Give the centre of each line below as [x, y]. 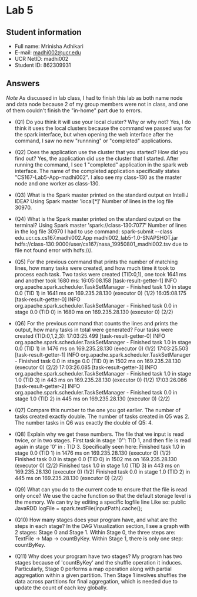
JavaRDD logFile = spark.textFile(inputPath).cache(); [79, 508]
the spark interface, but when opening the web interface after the [94, 134]
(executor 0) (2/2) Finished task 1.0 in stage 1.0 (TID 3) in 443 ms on [97, 465]
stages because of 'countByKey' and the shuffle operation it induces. [98, 562]
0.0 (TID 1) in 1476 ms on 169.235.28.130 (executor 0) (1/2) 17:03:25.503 [101, 348]
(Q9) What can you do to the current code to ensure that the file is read [101, 489]
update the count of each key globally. [61, 588]
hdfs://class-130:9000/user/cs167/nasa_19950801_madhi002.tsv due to [101, 244]
